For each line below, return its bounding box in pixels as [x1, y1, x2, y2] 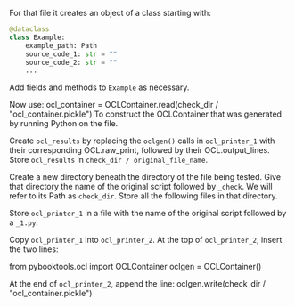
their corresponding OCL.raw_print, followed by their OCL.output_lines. [9, 145, 270, 156]
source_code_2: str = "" [25, 58, 118, 67]
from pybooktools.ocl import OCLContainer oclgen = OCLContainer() [9, 262, 262, 272]
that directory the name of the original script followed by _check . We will [9, 182, 274, 192]
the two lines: [9, 244, 59, 254]
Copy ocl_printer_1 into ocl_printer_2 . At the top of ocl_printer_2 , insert [9, 235, 283, 246]
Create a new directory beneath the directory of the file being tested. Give [9, 172, 282, 182]
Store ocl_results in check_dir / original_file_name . [9, 155, 209, 166]
